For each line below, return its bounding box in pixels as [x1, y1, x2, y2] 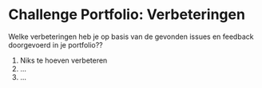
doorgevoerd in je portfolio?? [8, 40, 104, 49]
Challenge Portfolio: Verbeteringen [8, 6, 246, 24]
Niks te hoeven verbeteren [19, 55, 108, 65]
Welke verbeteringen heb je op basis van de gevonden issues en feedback [8, 32, 254, 41]
